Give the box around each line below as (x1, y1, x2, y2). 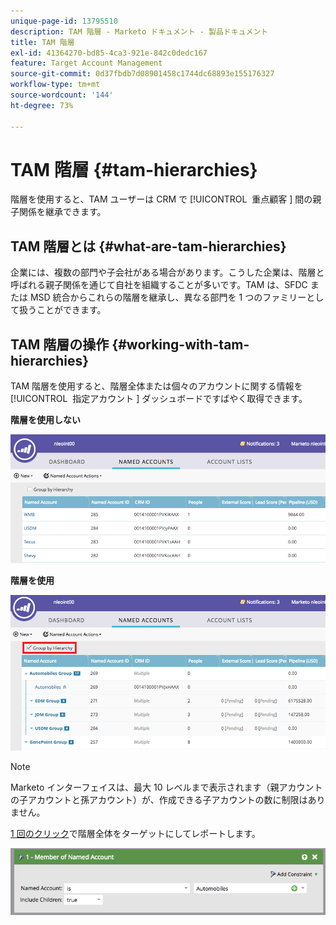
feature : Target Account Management (10, 58, 163, 69)
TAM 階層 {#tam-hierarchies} (10, 158, 258, 181)
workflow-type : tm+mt (10, 80, 101, 90)
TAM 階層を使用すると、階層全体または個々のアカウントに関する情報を (10, 380, 303, 392)
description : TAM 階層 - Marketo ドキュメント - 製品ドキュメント (10, 26, 269, 37)
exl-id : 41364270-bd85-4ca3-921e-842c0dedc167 (10, 48, 208, 58)
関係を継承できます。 (18, 206, 107, 218)
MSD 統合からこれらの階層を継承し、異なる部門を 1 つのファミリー (29, 291, 307, 304)
